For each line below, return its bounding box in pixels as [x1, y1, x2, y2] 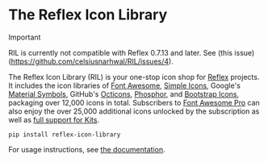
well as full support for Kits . [8, 114, 99, 124]
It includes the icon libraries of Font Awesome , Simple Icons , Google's [8, 81, 241, 90]
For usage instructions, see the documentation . [8, 144, 165, 154]
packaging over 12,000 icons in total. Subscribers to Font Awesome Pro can [8, 98, 260, 107]
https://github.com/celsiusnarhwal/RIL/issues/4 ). [10, 56, 174, 66]
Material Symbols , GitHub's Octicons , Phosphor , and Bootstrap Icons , [8, 89, 240, 98]
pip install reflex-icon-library [8, 131, 121, 139]
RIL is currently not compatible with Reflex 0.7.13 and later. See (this [8, 48, 232, 57]
